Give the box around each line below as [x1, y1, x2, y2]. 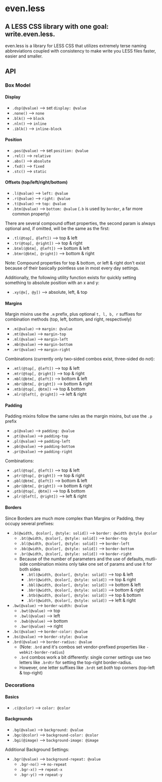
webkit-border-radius [19, 650, 63, 655]
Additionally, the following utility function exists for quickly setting [5, 274, 137, 280]
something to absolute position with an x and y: [5, 280, 99, 286]
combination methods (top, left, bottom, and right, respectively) [5, 316, 132, 322]
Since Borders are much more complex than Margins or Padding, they [5, 515, 145, 521]
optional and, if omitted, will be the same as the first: [5, 225, 110, 231]
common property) [12, 210, 50, 217]
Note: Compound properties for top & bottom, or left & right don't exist [5, 260, 146, 266]
